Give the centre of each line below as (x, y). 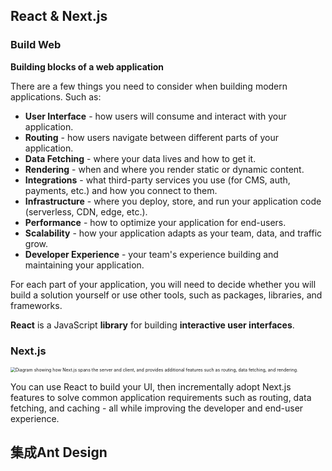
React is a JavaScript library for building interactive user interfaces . (152, 325)
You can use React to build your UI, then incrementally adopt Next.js (151, 386)
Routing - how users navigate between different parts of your (152, 137)
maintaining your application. (84, 265)
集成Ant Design (59, 452)
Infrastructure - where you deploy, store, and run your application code (173, 201)
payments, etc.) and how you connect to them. (121, 190)
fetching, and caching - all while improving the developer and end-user (157, 408)
